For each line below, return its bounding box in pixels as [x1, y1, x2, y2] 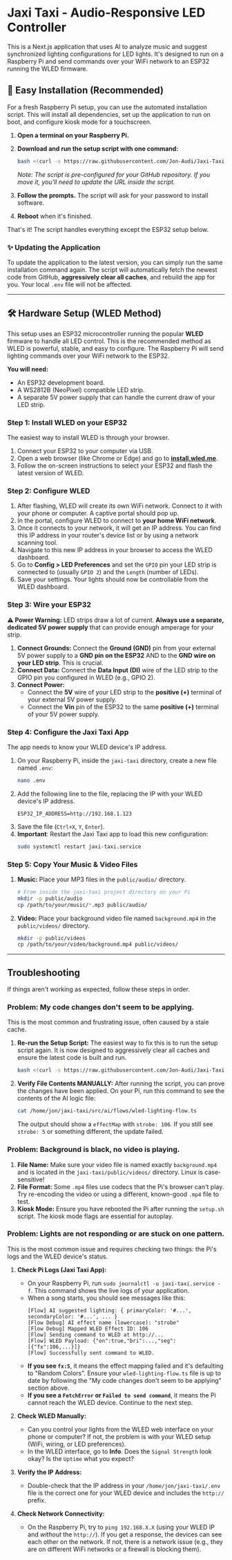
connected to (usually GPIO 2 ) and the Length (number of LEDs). [17, 568, 199, 576]
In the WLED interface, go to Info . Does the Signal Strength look [27, 1447, 212, 1456]
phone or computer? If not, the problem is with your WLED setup [27, 1432, 211, 1440]
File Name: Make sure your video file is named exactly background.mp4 [17, 1160, 217, 1168]
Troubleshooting [7, 966, 81, 978]
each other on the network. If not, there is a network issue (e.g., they [27, 1537, 223, 1545]
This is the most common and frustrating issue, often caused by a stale [7, 1018, 209, 1027]
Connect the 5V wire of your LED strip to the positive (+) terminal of [27, 688, 222, 696]
